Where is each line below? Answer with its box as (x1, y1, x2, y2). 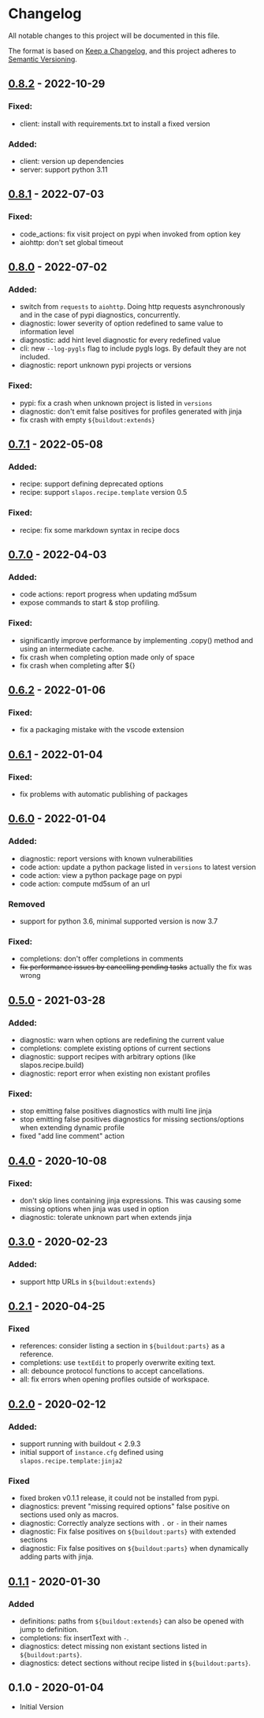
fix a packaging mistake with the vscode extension (19, 725, 184, 734)
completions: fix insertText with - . (19, 1633, 129, 1642)
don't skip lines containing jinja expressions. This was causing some (19, 1196, 242, 1205)
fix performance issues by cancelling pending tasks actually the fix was (19, 962, 252, 972)
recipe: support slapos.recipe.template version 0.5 (19, 488, 188, 497)
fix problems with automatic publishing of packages (19, 789, 188, 798)
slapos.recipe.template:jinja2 (19, 1457, 123, 1465)
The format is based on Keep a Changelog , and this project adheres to (8, 46, 236, 55)
